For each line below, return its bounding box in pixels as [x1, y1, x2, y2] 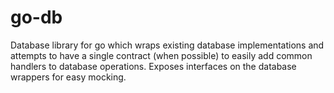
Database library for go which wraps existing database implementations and [10, 39, 325, 51]
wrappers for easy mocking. [10, 71, 127, 83]
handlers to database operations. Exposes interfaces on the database [10, 60, 297, 72]
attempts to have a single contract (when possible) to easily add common [10, 49, 313, 61]
